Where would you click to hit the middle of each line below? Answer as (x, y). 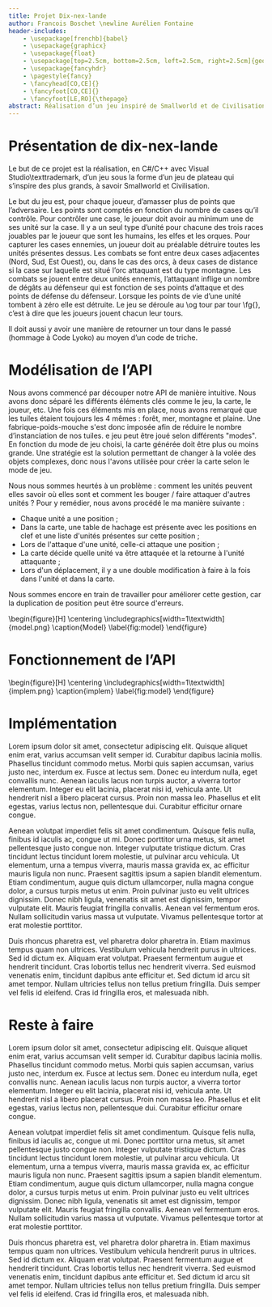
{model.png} (30, 627)
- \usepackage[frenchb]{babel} (76, 38)
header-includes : (38, 31)
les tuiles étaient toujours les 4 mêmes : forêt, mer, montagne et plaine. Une (135, 418)
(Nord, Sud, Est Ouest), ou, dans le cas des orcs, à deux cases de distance (133, 262)
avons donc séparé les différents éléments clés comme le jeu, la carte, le (130, 401)
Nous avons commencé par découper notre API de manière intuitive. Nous (132, 393)
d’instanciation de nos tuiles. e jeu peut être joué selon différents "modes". (133, 435)
